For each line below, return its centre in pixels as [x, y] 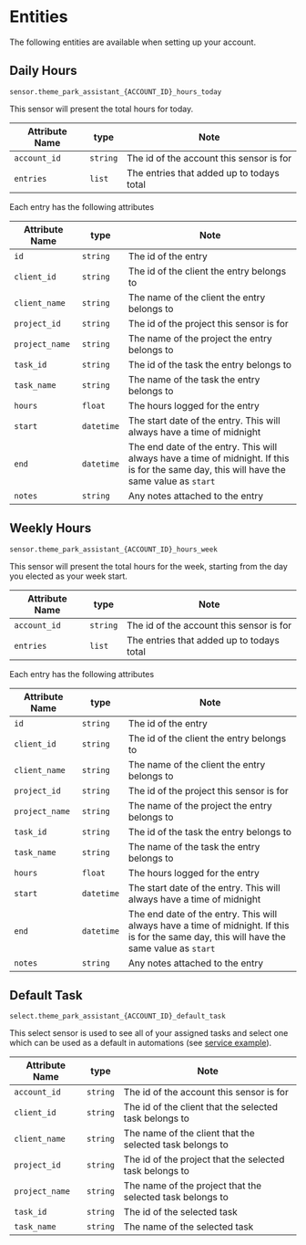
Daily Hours [43, 71]
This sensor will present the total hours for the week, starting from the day [149, 566]
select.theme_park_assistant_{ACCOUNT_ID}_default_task [117, 1016]
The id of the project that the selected [204, 1159]
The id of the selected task [181, 1212]
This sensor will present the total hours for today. [102, 109]
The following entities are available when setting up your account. [133, 42]
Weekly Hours [51, 528]
